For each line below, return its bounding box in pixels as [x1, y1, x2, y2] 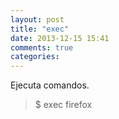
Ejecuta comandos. [10, 79, 90, 91]
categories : [10, 52, 60, 62]
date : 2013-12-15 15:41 [10, 33, 110, 43]
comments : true [10, 42, 74, 53]
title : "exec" [10, 24, 70, 34]
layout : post [10, 14, 65, 25]
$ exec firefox [34, 99, 93, 111]
